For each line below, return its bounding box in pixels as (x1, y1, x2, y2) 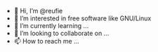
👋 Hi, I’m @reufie (13, 7, 63, 15)
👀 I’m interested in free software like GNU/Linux (13, 14, 152, 22)
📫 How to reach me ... (13, 37, 79, 45)
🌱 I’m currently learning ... (13, 22, 89, 30)
